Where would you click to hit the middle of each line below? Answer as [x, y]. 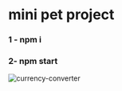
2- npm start [33, 61]
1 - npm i [25, 40]
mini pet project [61, 15]
